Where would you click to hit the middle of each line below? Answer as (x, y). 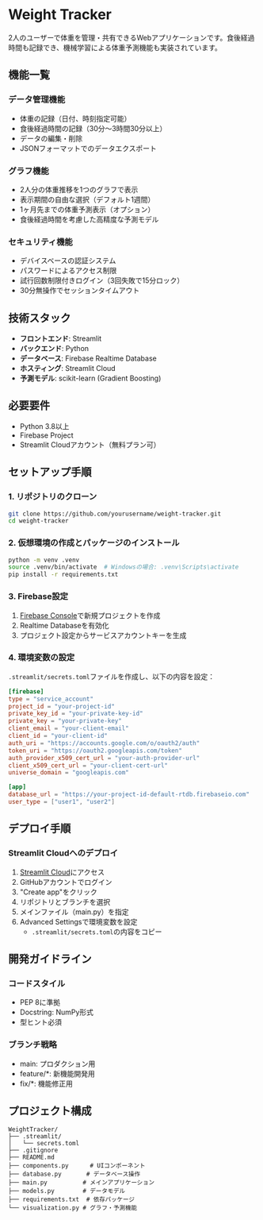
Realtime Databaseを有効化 (64, 625)
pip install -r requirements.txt (63, 575)
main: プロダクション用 (57, 1064)
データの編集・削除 (51, 138)
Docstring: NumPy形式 (56, 1012)
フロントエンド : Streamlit (61, 338)
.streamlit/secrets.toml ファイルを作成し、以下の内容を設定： (112, 676)
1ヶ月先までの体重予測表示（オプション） (87, 209)
